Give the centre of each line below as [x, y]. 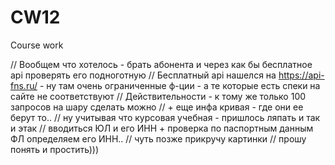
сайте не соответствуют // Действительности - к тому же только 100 [158, 96]
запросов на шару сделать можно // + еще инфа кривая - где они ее [157, 107]
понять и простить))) [55, 149]
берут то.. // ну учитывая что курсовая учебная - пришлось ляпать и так [165, 117]
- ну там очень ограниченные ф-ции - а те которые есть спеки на [180, 85]
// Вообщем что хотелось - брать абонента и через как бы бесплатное [161, 64]
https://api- [301, 75]
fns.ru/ [24, 85]
